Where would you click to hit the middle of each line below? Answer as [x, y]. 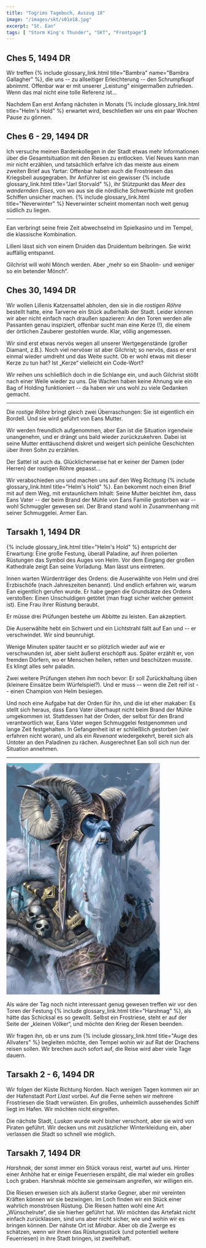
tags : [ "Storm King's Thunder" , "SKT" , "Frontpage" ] [77, 33]
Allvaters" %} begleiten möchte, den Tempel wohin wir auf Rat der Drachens [103, 1042]
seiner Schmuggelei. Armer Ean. [47, 513]
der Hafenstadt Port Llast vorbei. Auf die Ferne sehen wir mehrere [90, 1096]
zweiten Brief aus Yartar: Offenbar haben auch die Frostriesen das [90, 171]
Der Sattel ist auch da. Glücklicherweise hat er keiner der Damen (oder [96, 462]
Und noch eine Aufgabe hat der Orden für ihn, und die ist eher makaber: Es [101, 703]
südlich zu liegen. [29, 210]
